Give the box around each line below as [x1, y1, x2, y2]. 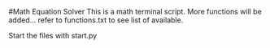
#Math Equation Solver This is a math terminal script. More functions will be [8, 7, 262, 16]
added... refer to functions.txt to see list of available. [8, 15, 184, 25]
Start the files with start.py [8, 31, 98, 40]
